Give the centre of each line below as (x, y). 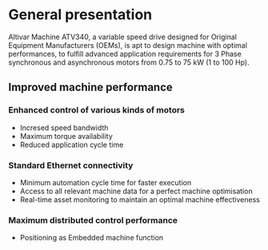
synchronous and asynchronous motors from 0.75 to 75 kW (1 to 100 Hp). (129, 62)
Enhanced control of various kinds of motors (97, 110)
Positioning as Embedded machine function (92, 238)
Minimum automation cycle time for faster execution (106, 182)
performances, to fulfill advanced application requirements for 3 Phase (125, 54)
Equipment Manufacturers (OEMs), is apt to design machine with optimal (128, 45)
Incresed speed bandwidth (64, 127)
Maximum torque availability (66, 136)
